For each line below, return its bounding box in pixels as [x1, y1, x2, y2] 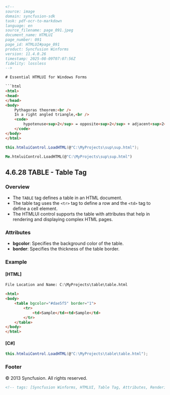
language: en [5, 23, 33, 28]
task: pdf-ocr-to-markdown [5, 18, 62, 23]
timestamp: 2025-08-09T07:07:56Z [5, 56, 76, 61]
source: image [5, 9, 35, 14]
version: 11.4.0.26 [5, 51, 47, 56]
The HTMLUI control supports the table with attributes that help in [12, 211, 150, 217]
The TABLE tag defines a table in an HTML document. [12, 195, 122, 201]
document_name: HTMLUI [5, 32, 53, 38]
